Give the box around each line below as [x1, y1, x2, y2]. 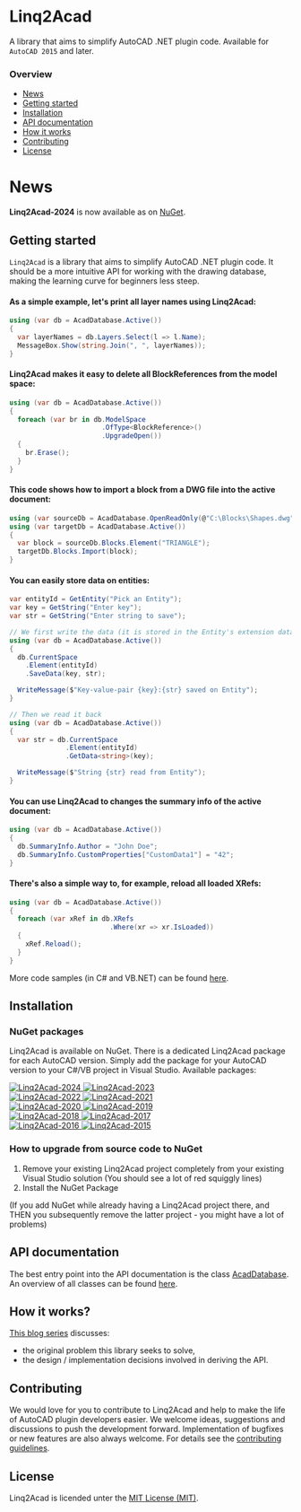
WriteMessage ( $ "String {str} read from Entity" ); [17, 768, 206, 777]
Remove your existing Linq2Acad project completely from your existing [21, 1163, 285, 1174]
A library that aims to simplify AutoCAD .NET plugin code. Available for [9, 36, 270, 47]
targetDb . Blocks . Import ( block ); [17, 547, 139, 556]
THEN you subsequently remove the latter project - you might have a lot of [9, 1209, 285, 1219]
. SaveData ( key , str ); [25, 669, 106, 678]
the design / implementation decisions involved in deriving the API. [21, 1355, 269, 1366]
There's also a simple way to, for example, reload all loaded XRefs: [9, 878, 262, 889]
